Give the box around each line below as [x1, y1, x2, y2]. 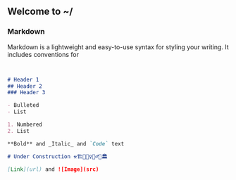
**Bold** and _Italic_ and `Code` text [7, 140, 125, 147]
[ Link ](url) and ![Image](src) [7, 165, 99, 173]
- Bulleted [7, 102, 39, 109]
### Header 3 [7, 89, 46, 96]
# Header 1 [7, 76, 39, 83]
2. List [7, 127, 30, 134]
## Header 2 [7, 82, 42, 90]
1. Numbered [7, 121, 42, 129]
